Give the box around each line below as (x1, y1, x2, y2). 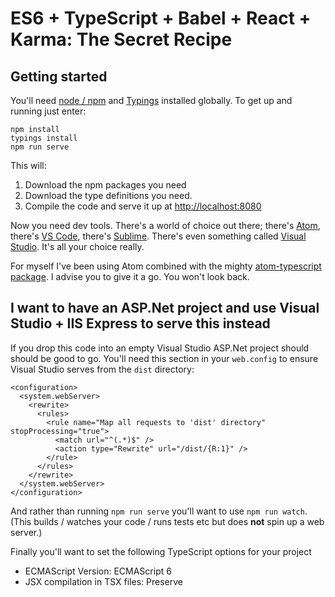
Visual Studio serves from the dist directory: (10, 363, 195, 375)
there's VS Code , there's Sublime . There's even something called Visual (10, 230, 307, 242)
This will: (10, 160, 47, 171)
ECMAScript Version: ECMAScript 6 (24, 565, 172, 577)
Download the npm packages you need (24, 179, 187, 191)
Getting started (10, 68, 108, 85)
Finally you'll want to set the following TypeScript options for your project (10, 545, 312, 557)
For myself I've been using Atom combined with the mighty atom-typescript (10, 260, 322, 272)
